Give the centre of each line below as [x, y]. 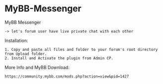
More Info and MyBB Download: [37, 67]
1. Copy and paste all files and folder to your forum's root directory [81, 49]
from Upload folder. [26, 54]
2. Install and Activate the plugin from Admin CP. [59, 58]
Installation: [16, 41]
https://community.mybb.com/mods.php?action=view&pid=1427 [67, 76]
